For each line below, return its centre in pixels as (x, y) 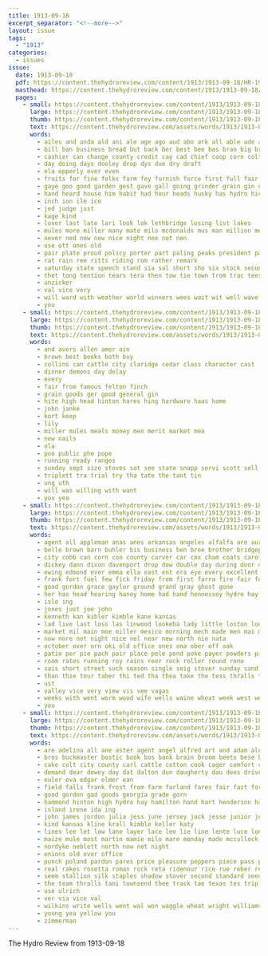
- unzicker (55, 283)
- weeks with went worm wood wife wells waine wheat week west (144, 698)
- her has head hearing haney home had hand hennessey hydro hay (148, 595)
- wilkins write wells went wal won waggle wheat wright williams (150, 906)
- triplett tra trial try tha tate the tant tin (119, 476)
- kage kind (57, 216)
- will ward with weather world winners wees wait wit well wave (148, 298)
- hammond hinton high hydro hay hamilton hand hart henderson (144, 802)
